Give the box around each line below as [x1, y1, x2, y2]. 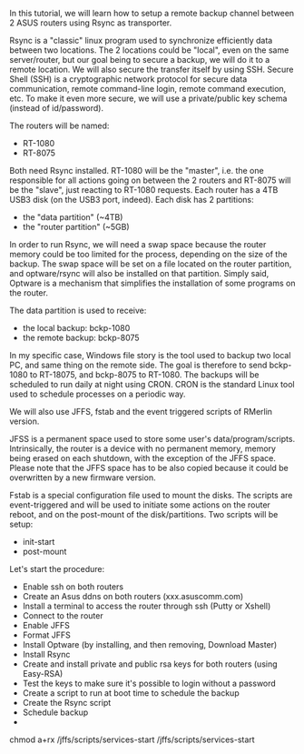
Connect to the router [22, 610, 103, 621]
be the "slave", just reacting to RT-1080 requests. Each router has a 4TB [9, 185, 279, 195]
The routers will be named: [9, 120, 110, 131]
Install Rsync [22, 649, 71, 659]
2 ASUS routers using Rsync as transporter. [9, 17, 172, 28]
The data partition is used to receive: [9, 305, 147, 316]
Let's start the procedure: [9, 564, 105, 574]
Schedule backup [22, 707, 89, 718]
